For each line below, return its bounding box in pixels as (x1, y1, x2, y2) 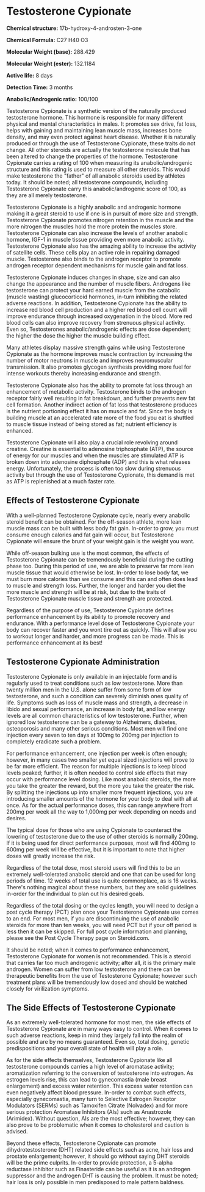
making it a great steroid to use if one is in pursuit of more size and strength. (6, 209, 198, 217)
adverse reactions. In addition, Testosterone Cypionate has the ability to (6, 299, 187, 306)
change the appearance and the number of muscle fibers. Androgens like (6, 280, 191, 287)
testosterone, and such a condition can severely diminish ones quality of (6, 692, 189, 699)
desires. (6, 814, 27, 822)
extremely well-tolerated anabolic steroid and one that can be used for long (6, 870, 196, 878)
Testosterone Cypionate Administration (6, 657, 160, 667)
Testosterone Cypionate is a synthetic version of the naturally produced (6, 107, 187, 114)
